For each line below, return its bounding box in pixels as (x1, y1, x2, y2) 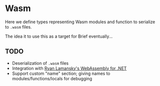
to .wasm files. (5, 24, 32, 29)
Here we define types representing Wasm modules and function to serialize (5, 19, 156, 25)
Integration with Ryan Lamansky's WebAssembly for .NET (12, 65, 127, 71)
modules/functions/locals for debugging (12, 75, 92, 81)
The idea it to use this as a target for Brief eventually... (5, 33, 113, 39)
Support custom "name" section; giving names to (12, 71, 110, 76)
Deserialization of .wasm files (12, 60, 69, 66)
